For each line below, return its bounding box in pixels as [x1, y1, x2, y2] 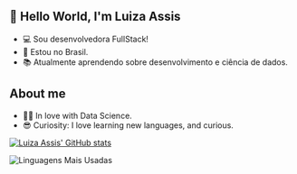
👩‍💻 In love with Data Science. [22, 110, 133, 121]
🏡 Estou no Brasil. [22, 46, 89, 57]
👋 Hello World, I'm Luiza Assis [9, 9, 181, 24]
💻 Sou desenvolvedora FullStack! [22, 33, 149, 44]
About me [9, 87, 66, 102]
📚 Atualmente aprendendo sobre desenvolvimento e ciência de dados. [22, 56, 288, 68]
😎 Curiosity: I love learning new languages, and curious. [22, 119, 234, 131]
